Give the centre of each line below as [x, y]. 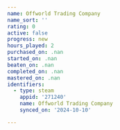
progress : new [28, 39]
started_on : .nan [32, 59]
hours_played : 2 [31, 46]
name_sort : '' [28, 20]
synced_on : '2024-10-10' [55, 110]
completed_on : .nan [35, 71]
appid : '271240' [43, 98]
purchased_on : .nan [35, 53]
